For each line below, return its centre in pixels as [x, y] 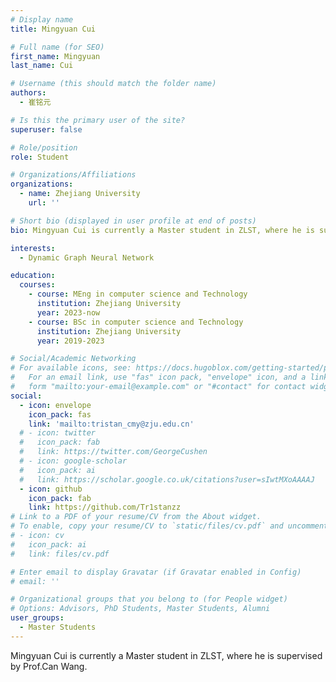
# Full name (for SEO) [57, 47]
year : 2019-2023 [70, 341]
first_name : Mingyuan [55, 56]
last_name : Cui [42, 66]
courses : [37, 285]
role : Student [40, 157]
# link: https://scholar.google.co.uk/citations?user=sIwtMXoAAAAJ [167, 479]
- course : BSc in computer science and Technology [136, 322]
